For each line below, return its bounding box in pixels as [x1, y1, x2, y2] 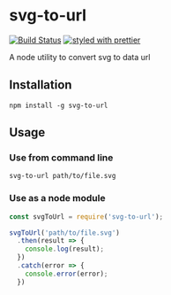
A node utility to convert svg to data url [9, 51, 151, 62]
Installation [9, 77, 72, 93]
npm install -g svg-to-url [9, 101, 108, 110]
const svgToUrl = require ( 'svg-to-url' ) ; [9, 212, 164, 221]
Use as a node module [9, 192, 106, 205]
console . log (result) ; [25, 245, 104, 253]
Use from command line [9, 151, 114, 164]
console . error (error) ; [25, 269, 108, 278]
